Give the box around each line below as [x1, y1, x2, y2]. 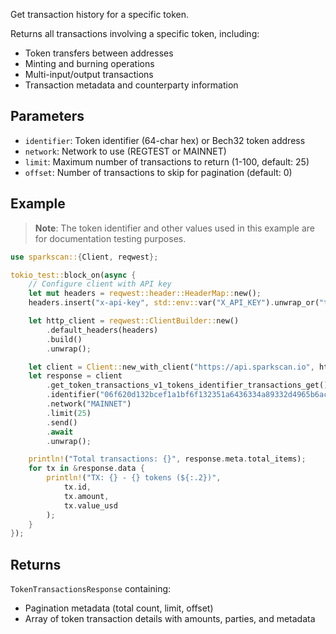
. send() [46, 417, 78, 428]
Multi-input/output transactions [24, 69, 154, 80]
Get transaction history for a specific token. [10, 9, 189, 20]
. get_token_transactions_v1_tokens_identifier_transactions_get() [46, 380, 329, 391]
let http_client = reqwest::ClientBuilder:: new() [28, 316, 240, 326]
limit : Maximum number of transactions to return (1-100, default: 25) [24, 155, 310, 168]
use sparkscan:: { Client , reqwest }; [10, 252, 159, 262]
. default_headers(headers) [46, 325, 159, 335]
